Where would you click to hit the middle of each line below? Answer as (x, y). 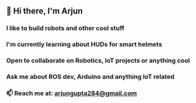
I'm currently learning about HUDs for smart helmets (84, 45)
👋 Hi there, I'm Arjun (44, 11)
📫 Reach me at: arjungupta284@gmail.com (72, 93)
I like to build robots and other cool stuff (65, 28)
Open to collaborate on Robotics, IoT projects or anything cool (98, 61)
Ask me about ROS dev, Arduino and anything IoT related (91, 77)
